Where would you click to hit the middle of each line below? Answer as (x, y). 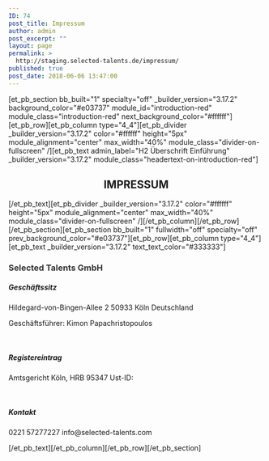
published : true (36, 69)
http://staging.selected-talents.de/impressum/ (98, 61)
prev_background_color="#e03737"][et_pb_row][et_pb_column (114, 239)
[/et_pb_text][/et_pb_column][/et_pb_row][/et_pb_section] (105, 448)
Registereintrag (35, 357)
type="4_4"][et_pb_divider (143, 125)
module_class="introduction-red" (64, 116)
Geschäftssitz (33, 287)
